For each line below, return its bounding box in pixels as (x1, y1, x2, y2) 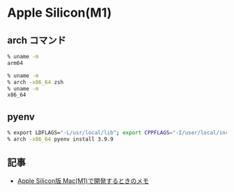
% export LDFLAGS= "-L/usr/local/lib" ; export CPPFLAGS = (7, 129, 173, 136)
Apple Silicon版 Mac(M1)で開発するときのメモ (17, 176, 149, 185)
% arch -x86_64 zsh (7, 79, 64, 86)
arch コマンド (7, 34, 66, 46)
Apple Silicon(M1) (7, 5, 112, 21)
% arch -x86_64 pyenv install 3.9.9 (7, 136, 114, 143)
